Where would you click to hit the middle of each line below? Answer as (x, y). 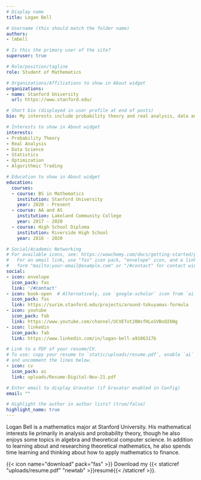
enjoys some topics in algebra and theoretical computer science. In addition (100, 439)
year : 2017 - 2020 (40, 221)
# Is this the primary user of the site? (59, 50)
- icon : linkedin (28, 327)
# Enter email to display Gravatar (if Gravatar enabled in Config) (93, 388)
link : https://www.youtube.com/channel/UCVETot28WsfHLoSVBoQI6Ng (95, 322)
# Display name (25, 12)
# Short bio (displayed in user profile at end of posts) (80, 111)
